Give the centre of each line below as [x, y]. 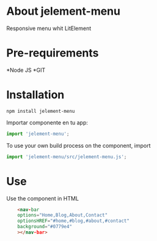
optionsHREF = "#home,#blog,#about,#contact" [74, 221]
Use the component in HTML [43, 198]
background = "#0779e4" [45, 227]
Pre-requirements [53, 53]
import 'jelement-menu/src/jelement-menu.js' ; [67, 157]
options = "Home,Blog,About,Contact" [63, 215]
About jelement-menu [64, 11]
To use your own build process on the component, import [78, 145]
